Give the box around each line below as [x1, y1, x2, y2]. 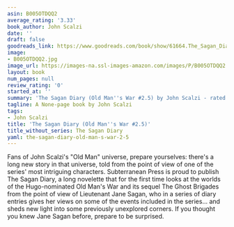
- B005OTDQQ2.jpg [7, 56, 58, 63]
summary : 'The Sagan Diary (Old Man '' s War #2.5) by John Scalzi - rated [7, 95, 226, 102]
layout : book [7, 68, 45, 75]
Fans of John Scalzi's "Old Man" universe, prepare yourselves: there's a [7, 153, 214, 161]
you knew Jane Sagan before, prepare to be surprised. [7, 212, 164, 221]
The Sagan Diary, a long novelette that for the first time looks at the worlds [7, 175, 221, 184]
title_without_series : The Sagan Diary [7, 127, 123, 134]
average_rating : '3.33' [7, 17, 77, 24]
